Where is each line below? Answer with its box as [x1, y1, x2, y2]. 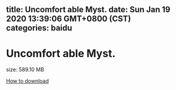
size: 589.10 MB [6, 66, 44, 73]
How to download [6, 78, 49, 85]
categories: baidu [6, 23, 72, 33]
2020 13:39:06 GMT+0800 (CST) [6, 14, 131, 24]
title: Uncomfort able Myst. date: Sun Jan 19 [6, 5, 171, 15]
